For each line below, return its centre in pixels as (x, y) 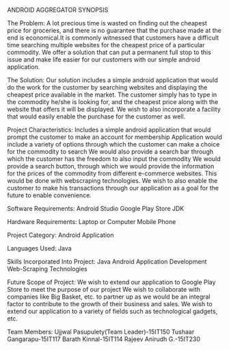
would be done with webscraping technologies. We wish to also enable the (112, 180)
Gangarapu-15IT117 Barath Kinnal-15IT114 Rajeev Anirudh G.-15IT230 (104, 339)
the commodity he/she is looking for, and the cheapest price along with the (113, 102)
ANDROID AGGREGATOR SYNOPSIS (58, 10)
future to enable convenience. (50, 195)
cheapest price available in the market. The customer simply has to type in (112, 95)
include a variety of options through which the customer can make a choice (113, 144)
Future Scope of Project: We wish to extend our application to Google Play (111, 282)
